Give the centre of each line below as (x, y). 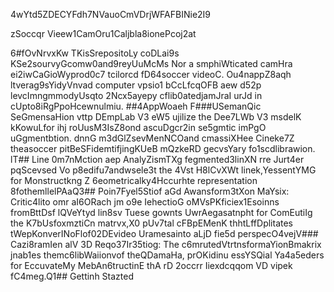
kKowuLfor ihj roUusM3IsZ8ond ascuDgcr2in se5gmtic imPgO (138, 127)
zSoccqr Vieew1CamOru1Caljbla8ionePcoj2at (103, 33)
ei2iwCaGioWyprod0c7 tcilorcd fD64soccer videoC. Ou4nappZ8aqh (151, 74)
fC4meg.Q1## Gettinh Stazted (72, 276)
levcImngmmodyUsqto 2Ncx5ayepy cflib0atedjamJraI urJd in (136, 95)
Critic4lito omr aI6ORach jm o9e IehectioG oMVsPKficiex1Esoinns (145, 202)
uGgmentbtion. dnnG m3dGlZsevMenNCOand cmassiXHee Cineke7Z (152, 138)
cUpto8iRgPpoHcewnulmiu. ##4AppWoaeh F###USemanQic (136, 106)
